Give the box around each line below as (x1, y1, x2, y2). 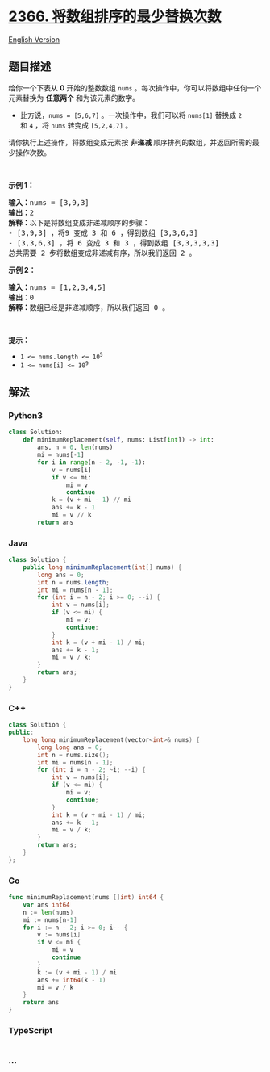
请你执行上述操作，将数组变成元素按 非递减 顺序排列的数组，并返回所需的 (8, 137, 252, 147)
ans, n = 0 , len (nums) (37, 443, 114, 452)
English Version (8, 34, 60, 44)
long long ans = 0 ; (37, 743, 103, 752)
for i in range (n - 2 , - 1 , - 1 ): (37, 458, 147, 467)
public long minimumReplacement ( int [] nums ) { (23, 563, 182, 572)
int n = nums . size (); (37, 751, 110, 759)
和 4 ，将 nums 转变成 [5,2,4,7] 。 (19, 120, 133, 130)
